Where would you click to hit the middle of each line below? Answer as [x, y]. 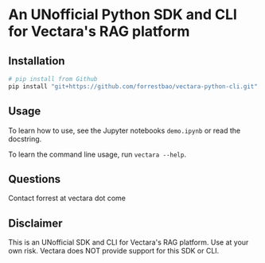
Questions [35, 179]
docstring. [25, 139]
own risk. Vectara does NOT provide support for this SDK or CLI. [114, 251]
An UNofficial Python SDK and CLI [123, 15]
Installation [37, 61]
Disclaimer [35, 223]
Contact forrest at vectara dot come [67, 198]
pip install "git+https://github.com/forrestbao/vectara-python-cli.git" [133, 86]
